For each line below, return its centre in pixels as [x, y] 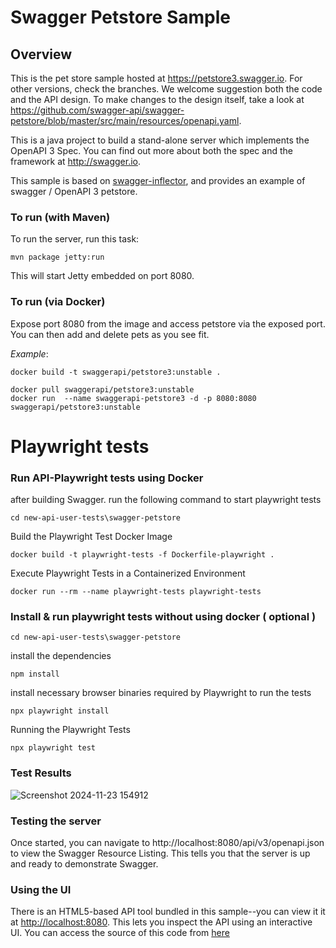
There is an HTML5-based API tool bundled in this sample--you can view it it [168, 912]
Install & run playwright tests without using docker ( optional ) [163, 616]
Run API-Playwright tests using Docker [107, 478]
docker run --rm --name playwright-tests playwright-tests [136, 592]
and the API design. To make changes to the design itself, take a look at [157, 99]
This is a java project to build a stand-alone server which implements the [160, 140]
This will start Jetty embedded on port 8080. [102, 276]
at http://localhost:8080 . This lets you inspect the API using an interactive [161, 922]
